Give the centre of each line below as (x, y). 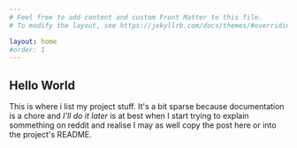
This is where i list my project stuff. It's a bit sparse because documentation (147, 107)
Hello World (42, 85)
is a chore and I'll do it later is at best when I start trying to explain (129, 116)
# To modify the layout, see (63, 26)
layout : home (33, 41)
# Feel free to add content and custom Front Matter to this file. (136, 17)
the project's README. (50, 135)
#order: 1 (27, 49)
